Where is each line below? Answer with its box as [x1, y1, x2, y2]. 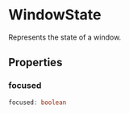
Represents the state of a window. [8, 32, 122, 42]
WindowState [8, 6, 102, 24]
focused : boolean [8, 98, 67, 107]
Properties [8, 56, 63, 69]
